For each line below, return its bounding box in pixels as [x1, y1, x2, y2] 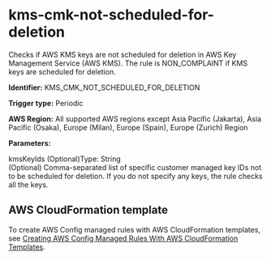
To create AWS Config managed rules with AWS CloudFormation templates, [8, 224, 261, 234]
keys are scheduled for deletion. [8, 66, 116, 76]
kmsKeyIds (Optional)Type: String [8, 154, 122, 164]
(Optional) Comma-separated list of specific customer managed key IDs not [8, 162, 262, 172]
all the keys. [8, 180, 49, 190]
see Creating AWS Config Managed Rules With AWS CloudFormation [8, 233, 239, 243]
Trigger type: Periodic [8, 98, 84, 108]
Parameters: [8, 138, 51, 147]
